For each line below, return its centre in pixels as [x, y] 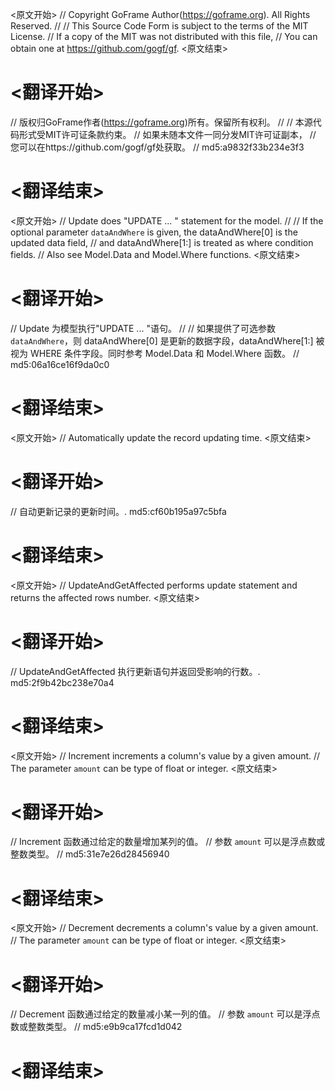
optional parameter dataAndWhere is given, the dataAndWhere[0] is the [154, 232]
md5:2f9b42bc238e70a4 [62, 682]
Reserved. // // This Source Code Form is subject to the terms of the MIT [159, 26]
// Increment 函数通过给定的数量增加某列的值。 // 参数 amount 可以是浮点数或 [168, 842]
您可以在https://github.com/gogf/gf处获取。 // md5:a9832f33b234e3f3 [157, 147]
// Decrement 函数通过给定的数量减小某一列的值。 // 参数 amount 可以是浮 [161, 1014]
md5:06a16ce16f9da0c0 [60, 364]
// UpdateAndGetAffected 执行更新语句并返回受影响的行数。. [135, 671]
